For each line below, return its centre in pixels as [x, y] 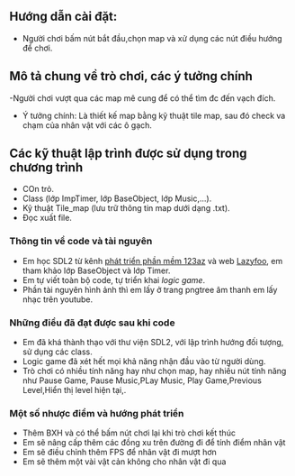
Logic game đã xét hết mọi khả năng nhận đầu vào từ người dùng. [144, 362]
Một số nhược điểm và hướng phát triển [97, 413]
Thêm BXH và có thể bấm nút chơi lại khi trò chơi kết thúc [129, 433]
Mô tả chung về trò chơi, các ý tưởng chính [131, 76]
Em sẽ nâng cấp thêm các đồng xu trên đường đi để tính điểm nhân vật [154, 443]
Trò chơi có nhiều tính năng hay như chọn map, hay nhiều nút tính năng [154, 371]
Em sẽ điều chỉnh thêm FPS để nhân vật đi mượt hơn [120, 453]
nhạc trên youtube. [58, 299]
